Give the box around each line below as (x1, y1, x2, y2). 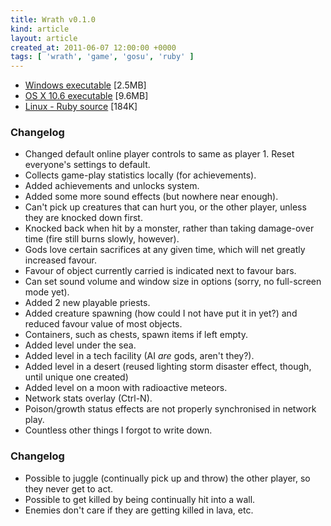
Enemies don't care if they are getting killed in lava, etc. (24, 504, 254, 516)
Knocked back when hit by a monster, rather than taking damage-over (24, 222, 315, 235)
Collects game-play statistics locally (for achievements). (24, 169, 257, 181)
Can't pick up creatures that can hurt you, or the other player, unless (24, 201, 307, 213)
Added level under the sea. (24, 339, 137, 351)
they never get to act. (24, 482, 113, 495)
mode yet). (24, 286, 70, 298)
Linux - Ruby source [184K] (24, 101, 138, 113)
